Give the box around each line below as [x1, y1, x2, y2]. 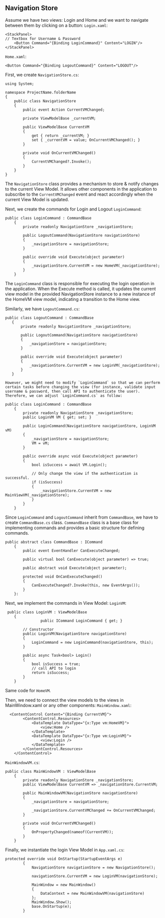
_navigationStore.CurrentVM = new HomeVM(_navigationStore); [31, 263, 161, 268]
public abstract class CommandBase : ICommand [5, 540, 103, 544]
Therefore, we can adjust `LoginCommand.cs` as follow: [5, 393, 123, 398]
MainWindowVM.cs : [5, 759, 40, 765]
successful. [5, 475, 30, 480]
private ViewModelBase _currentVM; [23, 116, 96, 121]
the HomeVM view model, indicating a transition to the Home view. [5, 296, 141, 302]
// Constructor [23, 627, 54, 632]
